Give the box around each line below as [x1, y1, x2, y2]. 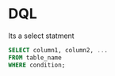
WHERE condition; [8, 61, 66, 69]
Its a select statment [8, 31, 75, 40]
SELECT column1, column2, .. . [8, 46, 109, 54]
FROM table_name [8, 53, 62, 62]
